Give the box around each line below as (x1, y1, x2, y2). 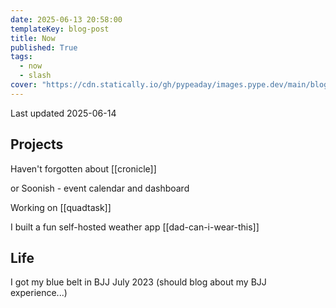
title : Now (10, 33, 56, 43)
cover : (10, 80, 38, 90)
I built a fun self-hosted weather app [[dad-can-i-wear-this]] (10, 221, 260, 233)
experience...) (10, 287, 68, 299)
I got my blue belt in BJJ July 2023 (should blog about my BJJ (10, 276, 267, 288)
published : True (10, 42, 78, 53)
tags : (10, 52, 33, 62)
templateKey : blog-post (10, 24, 110, 34)
